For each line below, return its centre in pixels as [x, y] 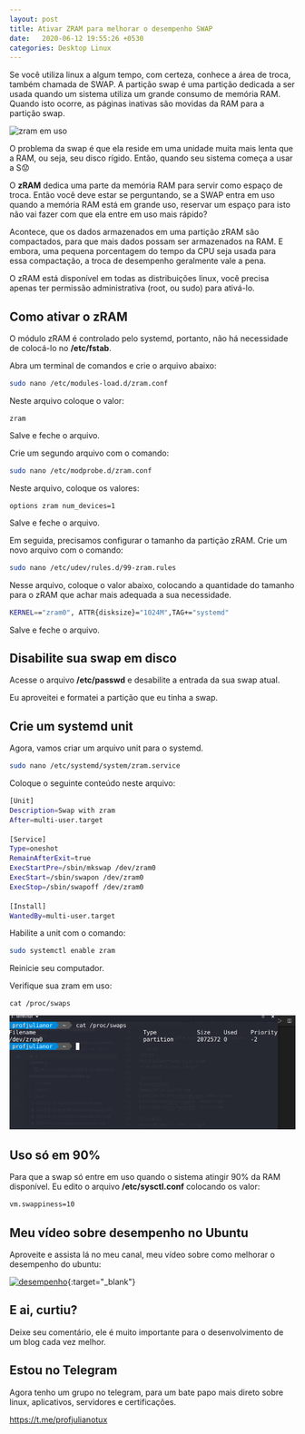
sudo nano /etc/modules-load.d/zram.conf [89, 384]
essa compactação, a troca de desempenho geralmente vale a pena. [138, 261]
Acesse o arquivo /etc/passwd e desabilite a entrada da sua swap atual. [145, 680]
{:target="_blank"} [102, 1282]
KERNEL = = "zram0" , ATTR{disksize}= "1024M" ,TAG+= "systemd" [119, 613]
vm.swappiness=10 [42, 1204]
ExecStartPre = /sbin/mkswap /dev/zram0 [83, 868]
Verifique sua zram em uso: [61, 986]
